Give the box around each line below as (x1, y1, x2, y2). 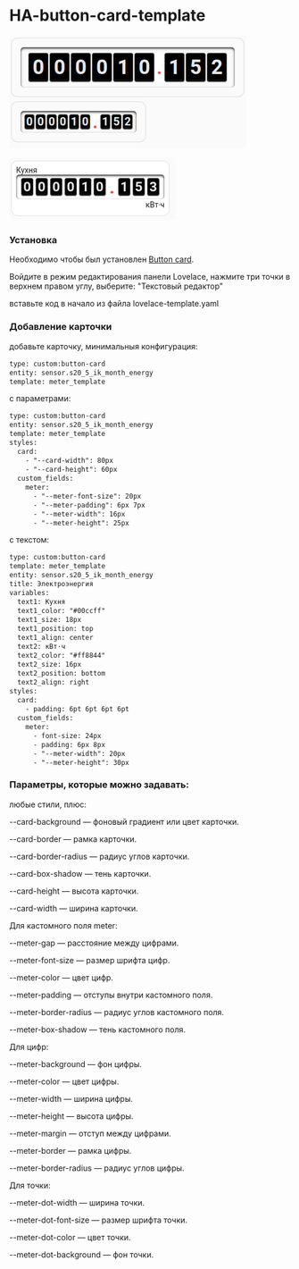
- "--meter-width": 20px (32, 749, 126, 758)
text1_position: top (17, 624, 94, 633)
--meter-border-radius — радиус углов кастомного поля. (9, 1006, 225, 1017)
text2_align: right (17, 677, 90, 686)
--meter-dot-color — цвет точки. (9, 1231, 131, 1242)
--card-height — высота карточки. (9, 886, 139, 896)
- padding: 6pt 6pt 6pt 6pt (25, 704, 129, 713)
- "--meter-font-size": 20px (32, 492, 142, 500)
